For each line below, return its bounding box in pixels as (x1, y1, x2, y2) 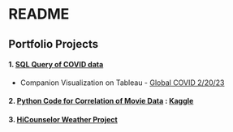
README (8, 5, 70, 23)
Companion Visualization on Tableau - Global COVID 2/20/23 (19, 78, 225, 87)
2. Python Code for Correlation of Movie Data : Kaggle (8, 96, 194, 106)
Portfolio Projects (8, 37, 99, 51)
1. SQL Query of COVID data (8, 60, 104, 70)
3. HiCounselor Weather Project (8, 114, 118, 124)
